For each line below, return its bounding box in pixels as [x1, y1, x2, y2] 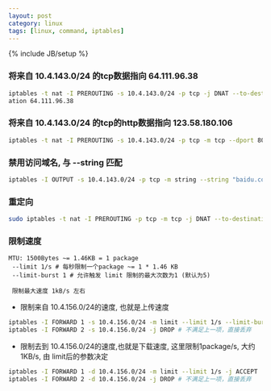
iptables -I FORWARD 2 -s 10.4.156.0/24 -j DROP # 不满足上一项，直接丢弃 [8, 326, 252, 335]
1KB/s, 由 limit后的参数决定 [19, 351, 109, 361]
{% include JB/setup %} [8, 49, 89, 59]
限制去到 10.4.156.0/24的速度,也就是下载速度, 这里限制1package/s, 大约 [19, 341, 256, 351]
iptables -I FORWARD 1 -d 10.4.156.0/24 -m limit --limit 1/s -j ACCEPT [8, 368, 258, 376]
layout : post [8, 11, 52, 20]
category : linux [8, 19, 63, 27]
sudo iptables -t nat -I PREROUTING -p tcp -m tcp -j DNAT [8, 215, 211, 223]
